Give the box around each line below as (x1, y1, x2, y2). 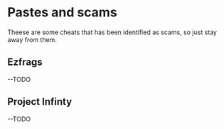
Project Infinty (7, 96, 73, 108)
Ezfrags (7, 56, 43, 68)
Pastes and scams (7, 4, 117, 21)
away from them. (7, 35, 57, 43)
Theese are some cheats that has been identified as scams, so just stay (7, 28, 217, 36)
